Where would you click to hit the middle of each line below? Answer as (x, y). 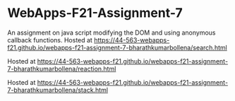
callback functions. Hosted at (50, 40)
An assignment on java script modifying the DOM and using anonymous (112, 32)
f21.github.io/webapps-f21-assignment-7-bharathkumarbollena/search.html (117, 47)
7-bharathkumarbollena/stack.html (58, 90)
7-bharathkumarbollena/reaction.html (62, 69)
